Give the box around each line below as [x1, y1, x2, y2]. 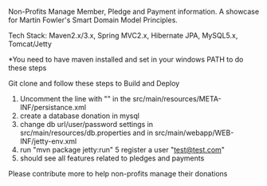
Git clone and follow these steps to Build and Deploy [8, 79, 180, 88]
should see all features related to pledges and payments [19, 153, 205, 163]
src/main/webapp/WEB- [155, 128, 234, 137]
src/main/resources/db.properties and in [19, 128, 154, 137]
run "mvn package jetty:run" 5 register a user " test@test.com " [19, 145, 226, 154]
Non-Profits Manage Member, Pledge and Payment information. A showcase [8, 7, 260, 16]
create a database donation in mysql [19, 111, 139, 121]
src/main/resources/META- [132, 94, 222, 103]
